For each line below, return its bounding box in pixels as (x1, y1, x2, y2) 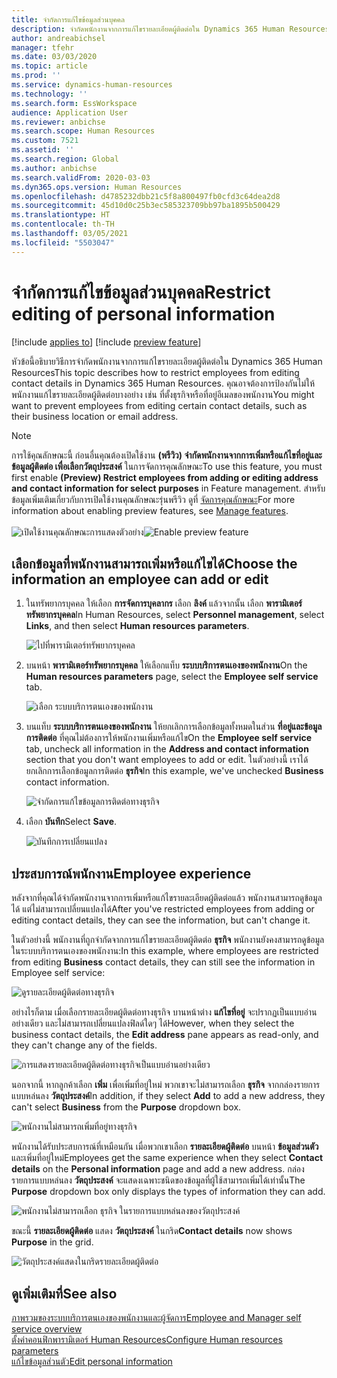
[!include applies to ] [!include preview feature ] (11, 336, 202, 348)
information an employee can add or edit (11, 571, 269, 588)
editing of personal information (11, 302, 276, 325)
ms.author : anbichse (11, 163, 98, 173)
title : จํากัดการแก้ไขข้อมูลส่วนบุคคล (11, 14, 125, 25)
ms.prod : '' (11, 71, 61, 81)
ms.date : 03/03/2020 (11, 52, 98, 62)
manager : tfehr (11, 42, 75, 53)
